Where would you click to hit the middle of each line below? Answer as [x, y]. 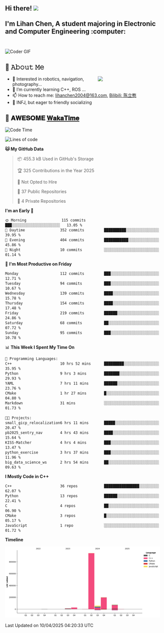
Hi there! [19, 9]
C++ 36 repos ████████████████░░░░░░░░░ [82, 486]
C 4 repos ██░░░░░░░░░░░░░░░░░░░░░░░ [82, 506]
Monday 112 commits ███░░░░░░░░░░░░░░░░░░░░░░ [82, 274]
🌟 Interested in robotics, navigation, [48, 79]
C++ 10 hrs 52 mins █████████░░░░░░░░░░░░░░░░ [82, 364]
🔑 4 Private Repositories [41, 201]
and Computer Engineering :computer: [66, 32]
